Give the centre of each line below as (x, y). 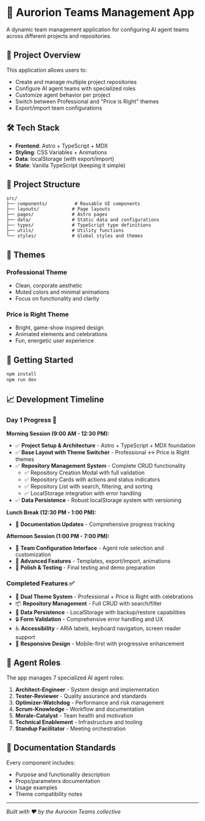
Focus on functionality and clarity (57, 299)
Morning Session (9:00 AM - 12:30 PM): (58, 433)
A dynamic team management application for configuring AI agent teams (98, 29)
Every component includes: (41, 762)
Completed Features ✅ (41, 583)
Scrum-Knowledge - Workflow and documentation (80, 709)
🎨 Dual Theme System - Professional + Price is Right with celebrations (104, 596)
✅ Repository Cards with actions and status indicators (92, 479)
